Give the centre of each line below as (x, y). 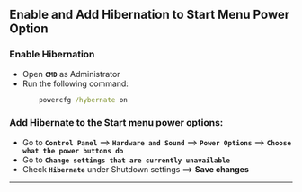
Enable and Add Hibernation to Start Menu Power (150, 15)
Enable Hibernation (52, 55)
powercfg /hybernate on (83, 100)
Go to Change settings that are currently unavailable (126, 160)
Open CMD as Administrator (71, 74)
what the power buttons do (73, 151)
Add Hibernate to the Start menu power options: (116, 123)
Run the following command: (75, 83)
